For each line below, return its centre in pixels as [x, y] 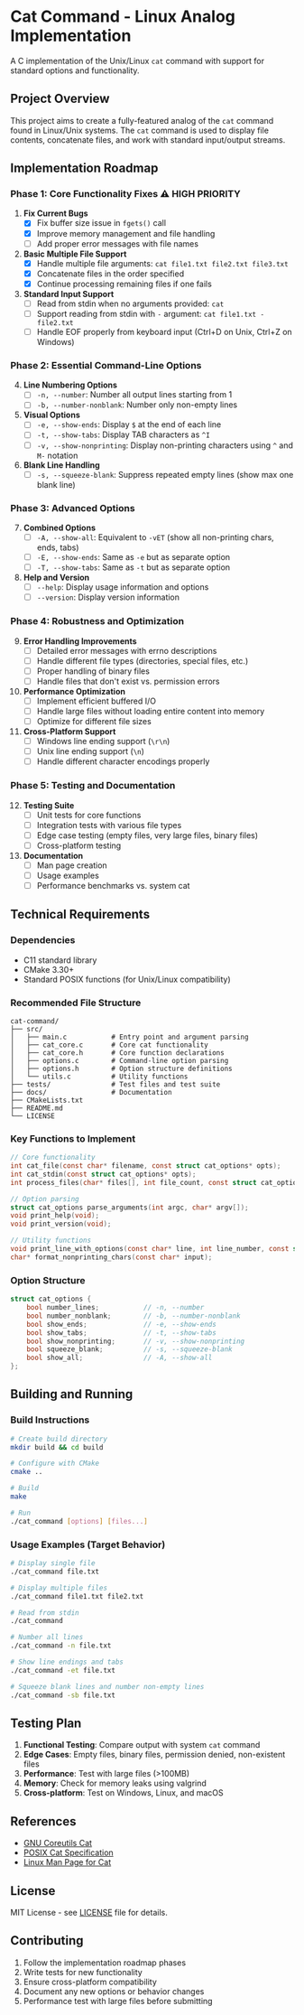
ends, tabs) [58, 547]
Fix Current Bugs [55, 213]
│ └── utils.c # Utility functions [99, 1077]
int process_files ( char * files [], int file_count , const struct [134, 1182]
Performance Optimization [74, 691]
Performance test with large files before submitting [118, 2001]
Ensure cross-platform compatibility [90, 1982]
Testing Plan [46, 1723]
